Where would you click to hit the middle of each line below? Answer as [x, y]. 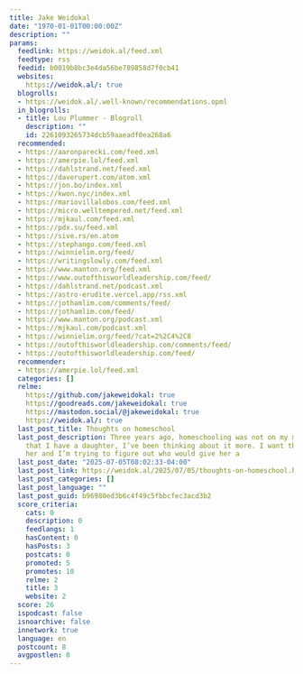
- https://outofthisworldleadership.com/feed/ [106, 353]
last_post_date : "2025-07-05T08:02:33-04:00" [105, 462]
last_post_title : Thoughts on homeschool [96, 429]
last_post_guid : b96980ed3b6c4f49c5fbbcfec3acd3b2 [115, 496]
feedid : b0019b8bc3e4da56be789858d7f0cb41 [98, 69]
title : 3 [42, 588]
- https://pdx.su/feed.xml [68, 227]
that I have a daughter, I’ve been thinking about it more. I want [155, 446]
